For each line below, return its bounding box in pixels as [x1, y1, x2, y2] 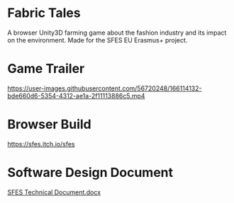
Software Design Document [7, 165, 174, 180]
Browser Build [7, 117, 92, 132]
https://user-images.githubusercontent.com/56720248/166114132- [7, 83, 202, 93]
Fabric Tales [7, 5, 81, 21]
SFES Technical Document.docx [7, 187, 101, 196]
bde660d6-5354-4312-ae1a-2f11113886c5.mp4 [7, 91, 145, 100]
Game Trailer [7, 61, 85, 77]
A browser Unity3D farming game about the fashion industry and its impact [7, 28, 227, 37]
